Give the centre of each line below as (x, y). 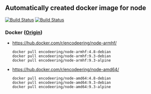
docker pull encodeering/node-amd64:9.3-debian (61, 83)
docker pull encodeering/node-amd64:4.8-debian (61, 78)
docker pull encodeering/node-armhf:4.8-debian (61, 52)
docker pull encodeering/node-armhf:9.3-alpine (61, 60)
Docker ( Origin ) (24, 32)
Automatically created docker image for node (76, 8)
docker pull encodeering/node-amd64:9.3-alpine (61, 87)
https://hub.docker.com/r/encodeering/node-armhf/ (64, 43)
